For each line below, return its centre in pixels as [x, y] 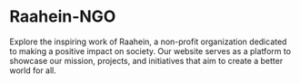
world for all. [33, 70]
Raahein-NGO [63, 17]
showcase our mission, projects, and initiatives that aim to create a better [146, 60]
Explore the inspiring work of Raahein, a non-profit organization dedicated [148, 41]
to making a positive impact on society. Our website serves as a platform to [150, 51]
